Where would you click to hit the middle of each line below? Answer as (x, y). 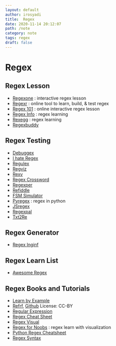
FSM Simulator (27, 195)
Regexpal (22, 211)
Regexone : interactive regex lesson (49, 98)
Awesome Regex (30, 273)
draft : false (19, 43)
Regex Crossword (31, 180)
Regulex (21, 163)
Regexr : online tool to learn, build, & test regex (60, 103)
